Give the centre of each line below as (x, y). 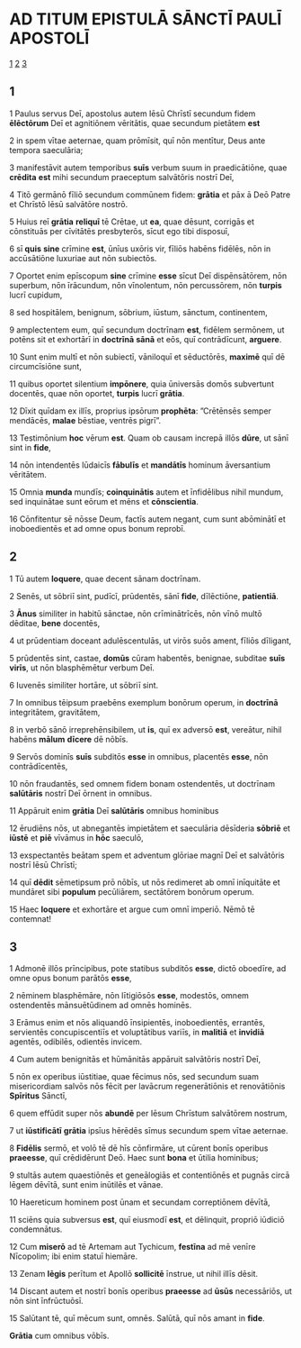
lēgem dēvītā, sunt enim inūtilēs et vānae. (86, 1185)
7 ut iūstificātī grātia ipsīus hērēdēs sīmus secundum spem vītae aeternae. (149, 1131)
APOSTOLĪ (49, 38)
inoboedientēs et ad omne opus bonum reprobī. (97, 528)
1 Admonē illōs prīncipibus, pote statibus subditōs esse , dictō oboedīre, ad (148, 969)
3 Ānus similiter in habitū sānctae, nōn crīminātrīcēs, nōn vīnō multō (136, 614)
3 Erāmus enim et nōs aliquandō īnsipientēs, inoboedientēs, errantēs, (137, 1023)
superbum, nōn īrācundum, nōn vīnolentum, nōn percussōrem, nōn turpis (146, 285)
